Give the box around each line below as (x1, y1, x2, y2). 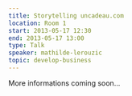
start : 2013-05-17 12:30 (8, 26, 92, 34)
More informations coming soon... (8, 78, 121, 88)
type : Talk (8, 42, 45, 50)
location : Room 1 (8, 19, 67, 27)
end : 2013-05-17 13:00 (8, 34, 85, 42)
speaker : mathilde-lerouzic (8, 49, 103, 57)
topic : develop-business (8, 57, 92, 65)
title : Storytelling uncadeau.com (8, 11, 125, 20)
